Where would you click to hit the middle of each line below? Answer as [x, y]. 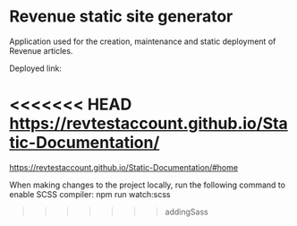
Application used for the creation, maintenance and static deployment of [143, 41]
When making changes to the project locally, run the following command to [148, 185]
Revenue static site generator [121, 17]
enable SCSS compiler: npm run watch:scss [90, 194]
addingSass [187, 212]
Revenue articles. [41, 50]
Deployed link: [36, 68]
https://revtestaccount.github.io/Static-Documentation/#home [124, 167]
